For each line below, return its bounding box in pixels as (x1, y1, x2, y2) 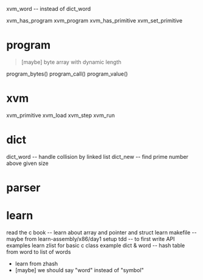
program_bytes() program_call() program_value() (6, 70, 128, 77)
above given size (6, 159, 49, 167)
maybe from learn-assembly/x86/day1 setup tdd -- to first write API (6, 235, 175, 242)
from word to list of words (6, 248, 71, 255)
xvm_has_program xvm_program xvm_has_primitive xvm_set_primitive (6, 17, 183, 24)
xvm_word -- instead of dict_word (6, 5, 91, 12)
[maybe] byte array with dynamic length (21, 58, 122, 66)
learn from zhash (15, 260, 58, 267)
